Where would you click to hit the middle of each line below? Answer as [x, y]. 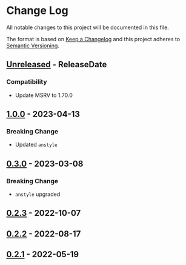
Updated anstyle [36, 145]
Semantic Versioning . [33, 45]
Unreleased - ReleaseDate [57, 65]
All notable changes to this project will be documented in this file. [88, 27]
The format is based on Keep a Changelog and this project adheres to [93, 39]
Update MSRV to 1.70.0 [44, 95]
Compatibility [27, 82]
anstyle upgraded [38, 194]
